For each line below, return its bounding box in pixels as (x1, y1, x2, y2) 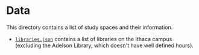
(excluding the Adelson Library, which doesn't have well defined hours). (14, 42, 194, 49)
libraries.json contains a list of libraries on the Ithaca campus (14, 35, 172, 42)
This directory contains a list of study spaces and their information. (6, 24, 173, 31)
